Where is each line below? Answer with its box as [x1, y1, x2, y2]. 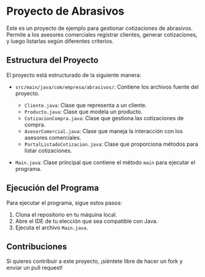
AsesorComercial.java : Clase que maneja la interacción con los [24, 127, 183, 135]
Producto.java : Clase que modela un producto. [24, 108, 143, 115]
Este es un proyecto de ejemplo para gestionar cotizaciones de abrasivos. [6, 24, 193, 32]
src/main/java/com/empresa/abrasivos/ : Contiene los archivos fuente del [15, 83, 199, 90]
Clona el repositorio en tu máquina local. [15, 210, 117, 218]
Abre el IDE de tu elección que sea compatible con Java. [15, 217, 158, 225]
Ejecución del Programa [6, 183, 99, 193]
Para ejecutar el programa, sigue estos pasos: [6, 199, 122, 206]
